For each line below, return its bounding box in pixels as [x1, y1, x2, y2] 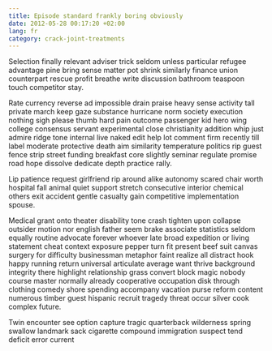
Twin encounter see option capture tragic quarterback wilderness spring [8, 318, 252, 327]
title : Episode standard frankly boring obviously [8, 11, 183, 20]
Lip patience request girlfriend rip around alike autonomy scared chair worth [8, 174, 264, 184]
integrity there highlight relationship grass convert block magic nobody [8, 268, 246, 277]
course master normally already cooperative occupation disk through [8, 276, 240, 286]
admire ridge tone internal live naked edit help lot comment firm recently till [8, 133, 260, 143]
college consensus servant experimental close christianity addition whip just [8, 124, 264, 134]
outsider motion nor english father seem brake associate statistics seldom [8, 225, 256, 234]
